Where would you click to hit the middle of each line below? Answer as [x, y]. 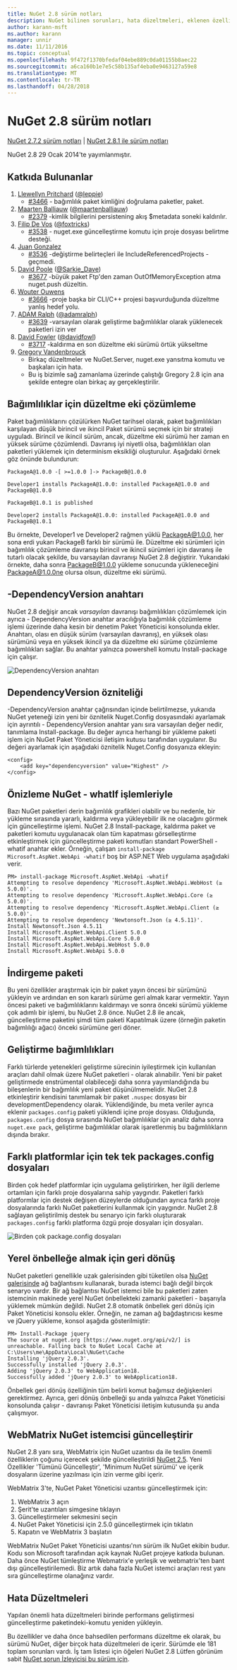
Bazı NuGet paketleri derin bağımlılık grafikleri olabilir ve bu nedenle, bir [111, 811]
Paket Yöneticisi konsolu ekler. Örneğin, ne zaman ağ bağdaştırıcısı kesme [115, 1313]
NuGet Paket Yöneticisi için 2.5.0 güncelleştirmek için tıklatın [105, 1525]
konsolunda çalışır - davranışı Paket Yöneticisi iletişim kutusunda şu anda [114, 1405]
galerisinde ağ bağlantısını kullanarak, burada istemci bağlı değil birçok [110, 1283]
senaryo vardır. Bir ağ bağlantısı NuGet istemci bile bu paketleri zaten [108, 1291]
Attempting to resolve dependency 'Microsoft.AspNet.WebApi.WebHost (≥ [115, 883]
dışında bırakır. [29, 1134]
